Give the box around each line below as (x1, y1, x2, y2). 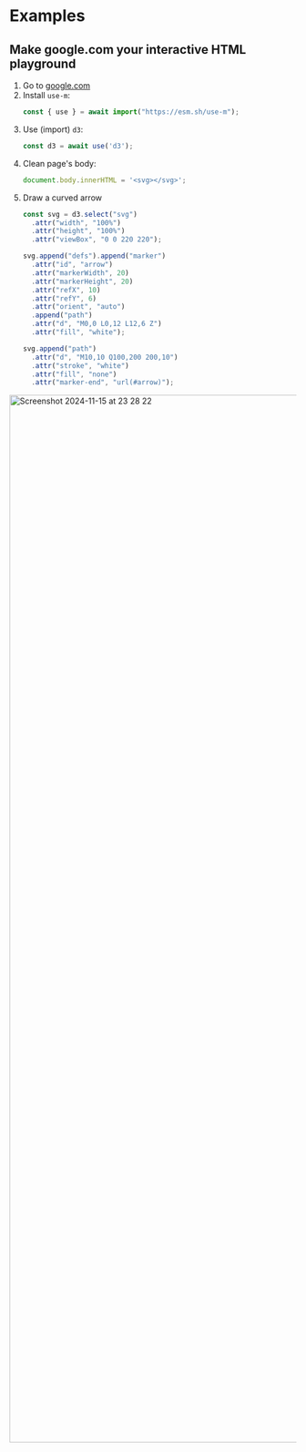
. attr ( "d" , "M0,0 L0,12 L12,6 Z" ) (31, 320, 162, 329)
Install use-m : (22, 90, 71, 100)
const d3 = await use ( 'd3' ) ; (22, 141, 134, 150)
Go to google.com (22, 80, 91, 91)
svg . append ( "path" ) (22, 343, 97, 353)
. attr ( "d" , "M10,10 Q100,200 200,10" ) (31, 353, 178, 362)
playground (9, 56, 76, 71)
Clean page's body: (22, 158, 97, 169)
